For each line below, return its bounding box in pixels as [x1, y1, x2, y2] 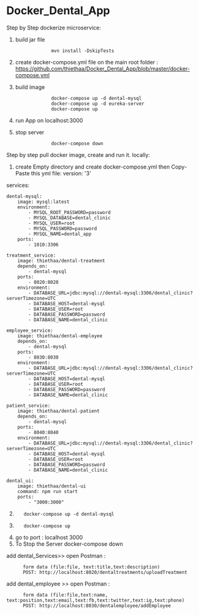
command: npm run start [17, 488, 78, 494]
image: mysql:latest [17, 199, 70, 205]
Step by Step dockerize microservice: [6, 24, 101, 31]
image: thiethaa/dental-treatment [17, 258, 105, 264]
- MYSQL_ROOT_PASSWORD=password [28, 209, 111, 215]
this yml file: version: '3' [31, 169, 92, 177]
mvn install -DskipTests [51, 47, 115, 54]
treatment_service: [6, 252, 56, 258]
